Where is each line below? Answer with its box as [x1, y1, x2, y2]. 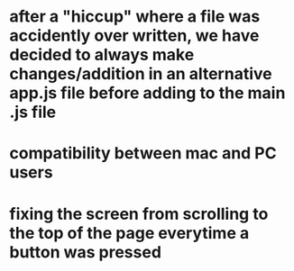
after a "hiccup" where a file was [9, 6, 261, 27]
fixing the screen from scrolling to [9, 203, 269, 224]
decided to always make [9, 45, 195, 65]
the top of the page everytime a [9, 222, 250, 243]
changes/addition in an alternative [9, 64, 272, 85]
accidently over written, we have [9, 25, 260, 46]
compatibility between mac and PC [9, 143, 277, 164]
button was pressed [9, 241, 162, 262]
